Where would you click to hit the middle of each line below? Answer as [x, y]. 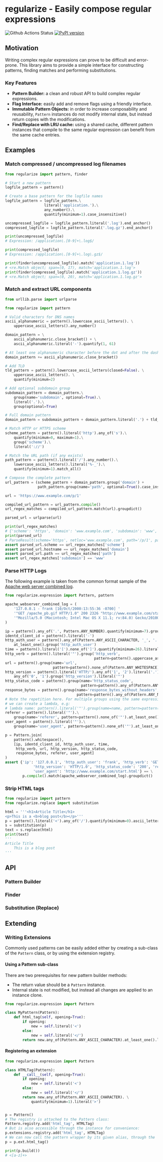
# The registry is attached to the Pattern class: [57, 1119]
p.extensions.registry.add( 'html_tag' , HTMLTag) [55, 1133]
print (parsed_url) [24, 535]
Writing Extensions [28, 937]
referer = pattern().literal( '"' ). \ [42, 713]
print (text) [17, 835]
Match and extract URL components [48, 289]
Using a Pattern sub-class [32, 964]
